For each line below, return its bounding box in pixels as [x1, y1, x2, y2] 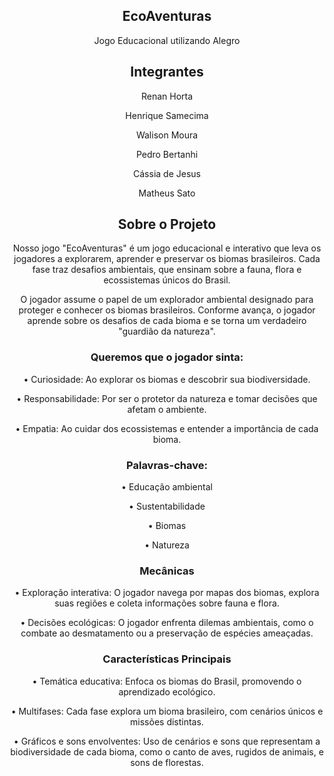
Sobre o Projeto [117, 216, 217, 233]
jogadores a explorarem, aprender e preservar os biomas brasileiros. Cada [13, 253, 321, 265]
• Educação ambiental [121, 481, 213, 493]
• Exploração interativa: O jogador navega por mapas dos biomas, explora [14, 587, 320, 599]
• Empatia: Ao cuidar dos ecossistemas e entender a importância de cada [15, 422, 319, 434]
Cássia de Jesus [133, 167, 201, 179]
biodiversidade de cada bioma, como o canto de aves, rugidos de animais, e [10, 745, 324, 758]
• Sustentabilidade [128, 500, 206, 513]
